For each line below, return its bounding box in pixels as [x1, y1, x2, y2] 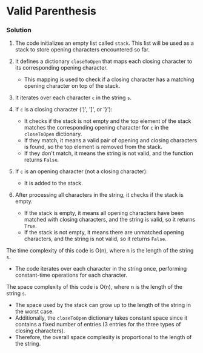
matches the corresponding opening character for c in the [24, 124, 169, 131]
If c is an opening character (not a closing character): [15, 168, 148, 175]
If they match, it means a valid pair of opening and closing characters [24, 137, 198, 144]
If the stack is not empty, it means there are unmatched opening [24, 229, 184, 236]
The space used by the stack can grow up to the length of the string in [15, 302, 191, 309]
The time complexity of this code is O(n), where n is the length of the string [6, 247, 194, 254]
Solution [6, 26, 32, 35]
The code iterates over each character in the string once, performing [15, 265, 187, 272]
